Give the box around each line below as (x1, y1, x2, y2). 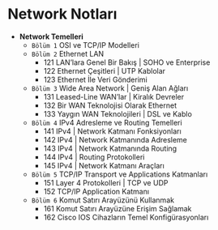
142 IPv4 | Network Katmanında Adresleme (43, 134, 188, 144)
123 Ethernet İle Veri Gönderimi (43, 75, 147, 84)
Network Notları (7, 5, 118, 23)
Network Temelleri (19, 32, 84, 41)
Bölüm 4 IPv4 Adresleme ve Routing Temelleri (31, 117, 183, 127)
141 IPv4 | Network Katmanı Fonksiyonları (43, 126, 182, 136)
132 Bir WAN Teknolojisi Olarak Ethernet (43, 100, 177, 110)
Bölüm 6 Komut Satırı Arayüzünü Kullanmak (31, 195, 175, 205)
